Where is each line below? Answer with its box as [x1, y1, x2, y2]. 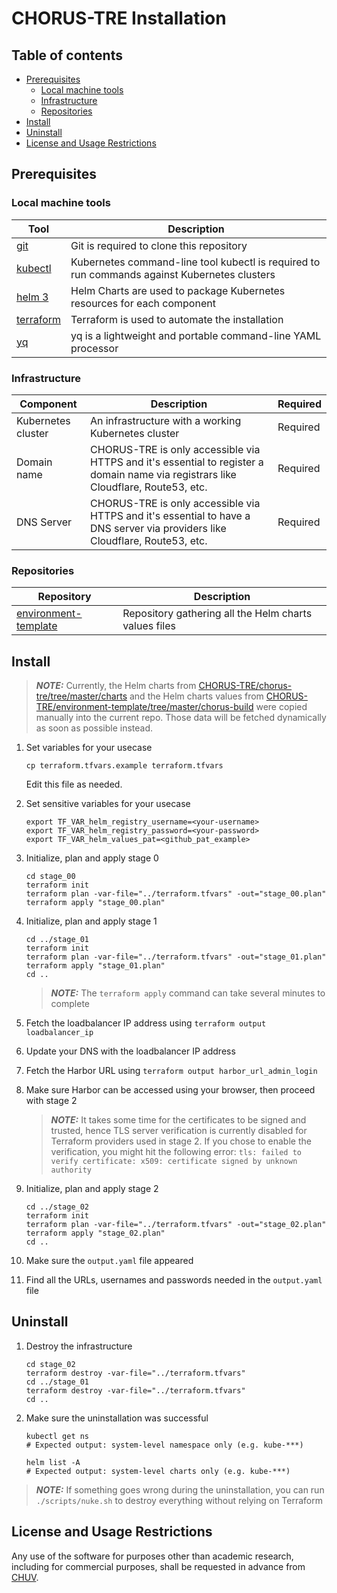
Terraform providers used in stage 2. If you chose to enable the [50, 1135, 312, 1147]
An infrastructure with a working [89, 413, 242, 427]
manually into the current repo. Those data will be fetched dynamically [35, 712, 327, 724]
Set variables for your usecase [25, 742, 153, 754]
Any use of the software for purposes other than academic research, [11, 1550, 294, 1562]
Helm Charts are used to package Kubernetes [70, 283, 286, 297]
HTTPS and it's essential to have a [89, 508, 251, 522]
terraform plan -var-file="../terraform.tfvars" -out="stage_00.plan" [25, 889, 327, 899]
